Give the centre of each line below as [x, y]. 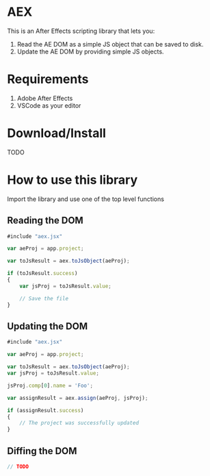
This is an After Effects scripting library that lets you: [81, 31]
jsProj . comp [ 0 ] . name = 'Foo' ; [50, 385]
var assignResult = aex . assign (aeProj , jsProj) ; [78, 398]
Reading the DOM [45, 221]
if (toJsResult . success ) [42, 274]
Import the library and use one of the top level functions [86, 199]
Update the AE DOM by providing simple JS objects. [90, 51]
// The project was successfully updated [79, 423]
